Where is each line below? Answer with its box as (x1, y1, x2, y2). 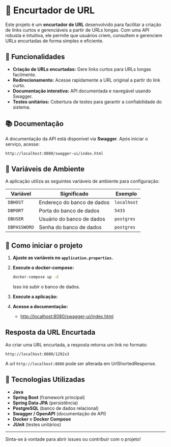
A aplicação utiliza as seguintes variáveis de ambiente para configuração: (5, 178, 160, 184)
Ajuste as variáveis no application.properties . (12, 255, 113, 261)
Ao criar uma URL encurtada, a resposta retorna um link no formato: (5, 341, 148, 347)
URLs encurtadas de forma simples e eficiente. (5, 38, 104, 44)
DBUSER (8, 216, 24, 222)
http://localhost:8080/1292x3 (5, 352, 70, 357)
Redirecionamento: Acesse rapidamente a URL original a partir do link (12, 77, 160, 83)
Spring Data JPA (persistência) (12, 400, 78, 406)
